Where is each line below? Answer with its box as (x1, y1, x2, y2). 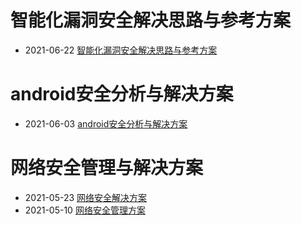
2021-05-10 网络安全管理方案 (24, 204, 146, 216)
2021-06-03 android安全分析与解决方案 (24, 117, 188, 130)
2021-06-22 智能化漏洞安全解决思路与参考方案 (24, 44, 218, 56)
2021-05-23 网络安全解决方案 (24, 191, 148, 203)
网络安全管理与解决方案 (10, 157, 204, 180)
